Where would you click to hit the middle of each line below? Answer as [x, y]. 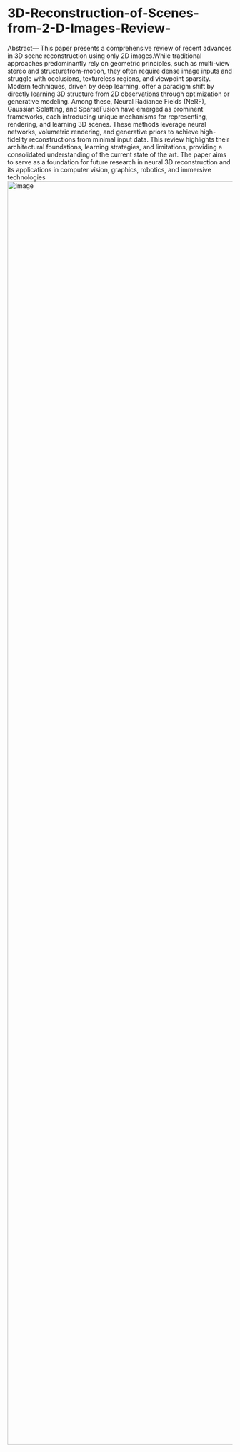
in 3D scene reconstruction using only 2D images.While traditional [105, 56]
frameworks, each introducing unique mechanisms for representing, [107, 117]
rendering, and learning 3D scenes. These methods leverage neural [107, 124]
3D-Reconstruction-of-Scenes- [104, 13]
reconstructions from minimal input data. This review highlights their [129, 139]
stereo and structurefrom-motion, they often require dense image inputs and [120, 71]
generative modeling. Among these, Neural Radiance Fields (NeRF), [107, 101]
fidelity [17, 139]
